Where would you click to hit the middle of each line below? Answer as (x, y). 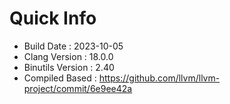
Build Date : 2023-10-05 (73, 46)
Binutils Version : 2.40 (69, 67)
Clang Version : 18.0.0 (68, 56)
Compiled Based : (60, 78)
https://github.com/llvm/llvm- (159, 78)
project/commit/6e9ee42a (78, 88)
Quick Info (53, 18)
